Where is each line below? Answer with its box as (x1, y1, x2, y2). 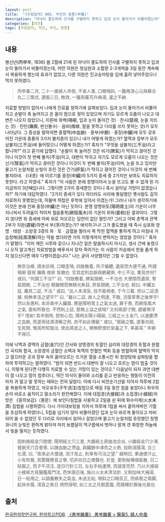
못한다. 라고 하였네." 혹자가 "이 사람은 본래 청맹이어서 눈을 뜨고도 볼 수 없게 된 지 (5, 179, 159, 185)
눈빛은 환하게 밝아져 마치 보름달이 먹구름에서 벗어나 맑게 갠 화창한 (18, 421, 144, 427)
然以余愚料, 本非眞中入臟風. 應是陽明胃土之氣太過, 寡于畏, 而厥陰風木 (17, 300, 156, 306)
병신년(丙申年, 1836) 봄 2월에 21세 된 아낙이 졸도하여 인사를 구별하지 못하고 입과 (5, 59, 160, 65)
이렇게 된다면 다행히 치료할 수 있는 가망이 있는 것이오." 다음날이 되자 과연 (11, 366, 151, 372)
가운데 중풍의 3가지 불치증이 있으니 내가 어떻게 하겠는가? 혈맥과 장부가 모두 (14, 135, 158, 141)
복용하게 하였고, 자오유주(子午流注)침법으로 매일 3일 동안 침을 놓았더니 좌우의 (10, 384, 159, 390)
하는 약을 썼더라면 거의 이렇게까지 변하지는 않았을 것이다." (37, 234, 148, 240)
